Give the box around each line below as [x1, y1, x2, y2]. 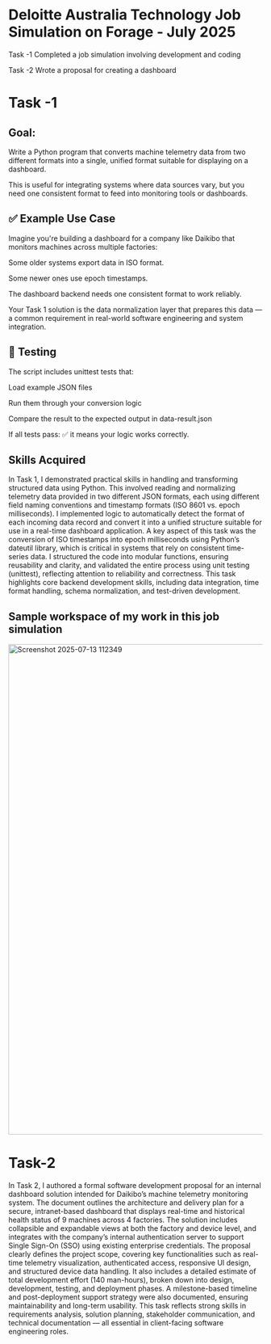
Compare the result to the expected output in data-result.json [8, 414, 212, 423]
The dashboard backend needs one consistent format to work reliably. [8, 289, 242, 298]
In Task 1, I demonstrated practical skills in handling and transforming [8, 474, 239, 484]
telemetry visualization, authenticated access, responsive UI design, [24, 1258, 252, 1268]
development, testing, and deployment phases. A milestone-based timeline [8, 1283, 257, 1294]
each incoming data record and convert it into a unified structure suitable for [8, 517, 262, 527]
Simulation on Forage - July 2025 [8, 23, 236, 41]
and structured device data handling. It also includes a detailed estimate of [8, 1266, 256, 1276]
